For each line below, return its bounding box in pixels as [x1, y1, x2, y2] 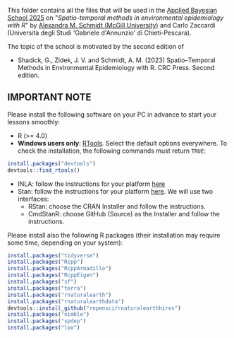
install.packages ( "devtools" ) [7, 160, 97, 167]
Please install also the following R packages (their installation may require [7, 231, 221, 239]
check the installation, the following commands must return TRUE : [17, 146, 207, 155]
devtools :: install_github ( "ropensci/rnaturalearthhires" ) [7, 304, 181, 312]
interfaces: [17, 194, 49, 203]
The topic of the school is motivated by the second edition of [7, 42, 185, 50]
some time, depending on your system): [7, 238, 123, 247]
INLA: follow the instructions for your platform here [17, 180, 166, 188]
